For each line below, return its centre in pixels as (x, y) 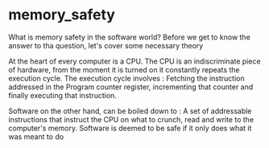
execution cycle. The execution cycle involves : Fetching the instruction (126, 78)
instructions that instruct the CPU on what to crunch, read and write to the (131, 119)
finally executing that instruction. (62, 95)
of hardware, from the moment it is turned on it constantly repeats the (124, 69)
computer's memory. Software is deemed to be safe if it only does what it (130, 128)
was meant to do (36, 136)
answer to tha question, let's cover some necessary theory (106, 45)
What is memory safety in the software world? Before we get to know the (130, 37)
